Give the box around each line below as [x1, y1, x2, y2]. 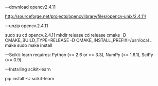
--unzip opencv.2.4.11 [5, 23, 48, 29]
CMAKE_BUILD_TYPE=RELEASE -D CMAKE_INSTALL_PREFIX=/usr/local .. [5, 37, 153, 43]
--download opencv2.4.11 [5, 4, 56, 10]
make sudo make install [5, 43, 53, 48]
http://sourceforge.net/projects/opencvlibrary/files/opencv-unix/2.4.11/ [5, 14, 147, 19]
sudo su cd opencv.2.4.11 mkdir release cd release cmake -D [5, 32, 126, 38]
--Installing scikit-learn [5, 66, 51, 72]
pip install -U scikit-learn [5, 76, 54, 81]
